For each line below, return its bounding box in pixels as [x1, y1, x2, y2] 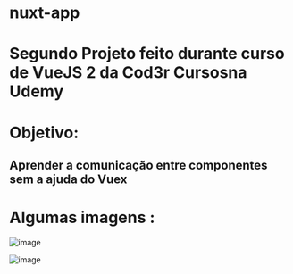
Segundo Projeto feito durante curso [9, 44, 285, 64]
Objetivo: [9, 122, 80, 143]
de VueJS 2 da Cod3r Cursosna [9, 62, 247, 83]
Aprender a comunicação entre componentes [9, 157, 268, 172]
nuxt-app [9, 3, 80, 23]
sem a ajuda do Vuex [9, 171, 128, 187]
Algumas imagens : [9, 208, 155, 228]
